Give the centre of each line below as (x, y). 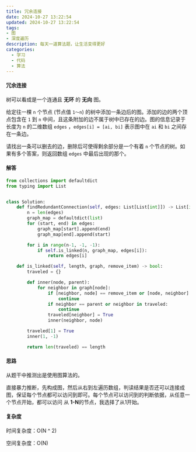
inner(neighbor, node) (75, 320)
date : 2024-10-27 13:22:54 (39, 17)
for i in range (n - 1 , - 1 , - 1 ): (64, 245)
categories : (20, 50)
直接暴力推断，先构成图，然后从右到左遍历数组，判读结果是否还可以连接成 (95, 387)
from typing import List (36, 186)
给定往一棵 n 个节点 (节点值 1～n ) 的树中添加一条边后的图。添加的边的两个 (94, 112)
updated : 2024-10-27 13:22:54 (43, 22)
